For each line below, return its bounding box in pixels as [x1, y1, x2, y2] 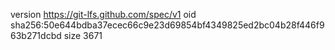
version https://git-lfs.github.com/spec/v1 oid [10, 9, 197, 20]
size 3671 [63, 30, 103, 41]
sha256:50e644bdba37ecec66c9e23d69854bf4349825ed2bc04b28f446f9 [10, 19, 325, 31]
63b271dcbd [10, 30, 62, 41]
